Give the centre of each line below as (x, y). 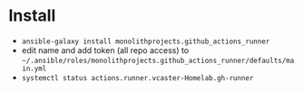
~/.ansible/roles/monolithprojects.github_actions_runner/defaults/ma (158, 60)
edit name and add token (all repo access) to (105, 50)
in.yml (34, 69)
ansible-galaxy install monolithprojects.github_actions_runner (146, 41)
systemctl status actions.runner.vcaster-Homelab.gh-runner (137, 78)
